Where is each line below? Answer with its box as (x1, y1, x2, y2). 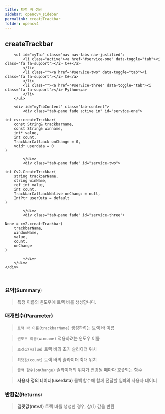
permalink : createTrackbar (5, 16, 61, 21)
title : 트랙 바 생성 (5, 7, 42, 12)
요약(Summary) (5, 287, 42, 294)
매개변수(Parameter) (5, 312, 53, 319)
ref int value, (14, 183, 45, 188)
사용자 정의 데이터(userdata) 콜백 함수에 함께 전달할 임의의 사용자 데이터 (17, 377, 157, 383)
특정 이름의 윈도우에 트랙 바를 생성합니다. (17, 299, 97, 305)
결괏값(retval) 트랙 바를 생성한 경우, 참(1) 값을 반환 (17, 403, 115, 409)
